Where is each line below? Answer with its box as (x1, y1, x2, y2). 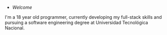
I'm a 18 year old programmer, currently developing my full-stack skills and (5, 14, 162, 20)
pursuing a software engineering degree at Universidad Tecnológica (5, 20, 149, 25)
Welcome (12, 5, 33, 10)
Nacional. (5, 25, 25, 31)
